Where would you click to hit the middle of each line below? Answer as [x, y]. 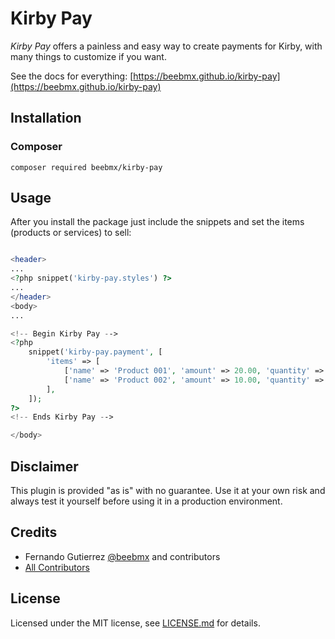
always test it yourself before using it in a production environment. [146, 501]
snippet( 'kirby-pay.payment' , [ [95, 352]
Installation [46, 118]
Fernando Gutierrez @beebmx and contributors [122, 556]
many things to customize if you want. [88, 56]
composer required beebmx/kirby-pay [86, 167]
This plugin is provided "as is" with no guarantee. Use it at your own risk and [168, 490]
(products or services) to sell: [71, 233]
